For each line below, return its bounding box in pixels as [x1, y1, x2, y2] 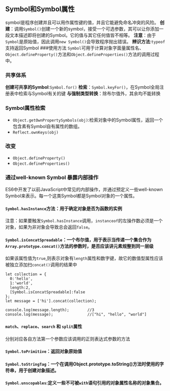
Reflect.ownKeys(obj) [12, 130, 59, 135]
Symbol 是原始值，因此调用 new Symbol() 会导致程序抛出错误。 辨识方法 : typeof [5, 38, 165, 44]
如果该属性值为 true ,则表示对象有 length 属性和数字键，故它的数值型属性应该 [5, 255, 163, 262]
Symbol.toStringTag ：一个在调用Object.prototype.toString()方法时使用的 [5, 361, 160, 367]
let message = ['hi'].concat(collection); [5, 299, 97, 304]
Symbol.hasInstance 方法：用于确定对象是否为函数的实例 [5, 205, 122, 212]
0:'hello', [10, 276, 33, 281]
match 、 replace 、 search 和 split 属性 [5, 323, 82, 329]
